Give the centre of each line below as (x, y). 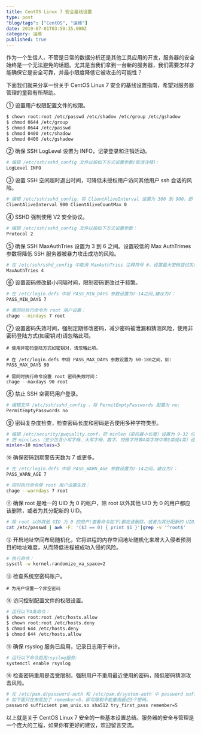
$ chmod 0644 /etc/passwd (38, 128)
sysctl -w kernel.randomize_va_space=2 (56, 564)
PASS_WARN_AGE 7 (26, 475)
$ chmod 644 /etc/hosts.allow (44, 634)
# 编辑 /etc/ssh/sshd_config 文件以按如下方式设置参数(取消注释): (83, 162)
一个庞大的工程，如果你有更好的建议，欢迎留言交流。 (72, 725)
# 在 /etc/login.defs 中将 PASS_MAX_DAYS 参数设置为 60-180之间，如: (89, 360)
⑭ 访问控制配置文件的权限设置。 (46, 600)
